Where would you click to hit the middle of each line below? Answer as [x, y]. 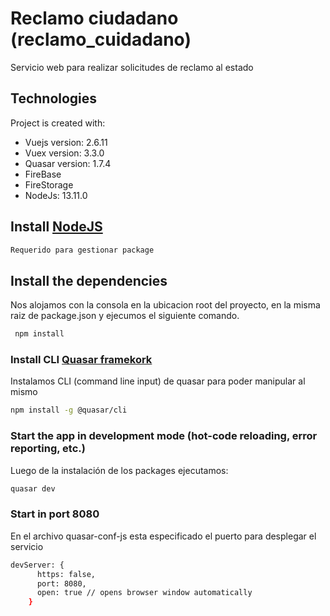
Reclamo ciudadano [94, 18]
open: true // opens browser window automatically [144, 593]
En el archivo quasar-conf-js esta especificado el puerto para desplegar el [163, 536]
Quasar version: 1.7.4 [68, 163]
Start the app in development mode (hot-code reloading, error [164, 436]
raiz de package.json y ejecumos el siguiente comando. [125, 316]
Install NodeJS [56, 227]
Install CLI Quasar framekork [81, 360]
